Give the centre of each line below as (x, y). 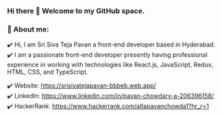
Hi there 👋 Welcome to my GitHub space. (76, 11)
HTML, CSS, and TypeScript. (48, 72)
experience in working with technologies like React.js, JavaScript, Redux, (110, 65)
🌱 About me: (28, 29)
